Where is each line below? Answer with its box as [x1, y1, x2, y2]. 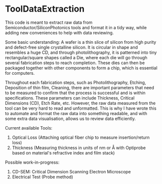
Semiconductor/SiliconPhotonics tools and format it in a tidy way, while [5, 24, 147, 30]
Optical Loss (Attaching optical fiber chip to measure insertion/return [12, 134, 150, 140]
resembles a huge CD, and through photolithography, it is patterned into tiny [5, 50, 157, 55]
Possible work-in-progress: [5, 159, 60, 165]
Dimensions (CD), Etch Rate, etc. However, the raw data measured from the [5, 100, 156, 106]
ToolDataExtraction [5, 3, 85, 15]
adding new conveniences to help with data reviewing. [5, 30, 114, 35]
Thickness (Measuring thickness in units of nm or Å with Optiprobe [12, 145, 146, 151]
